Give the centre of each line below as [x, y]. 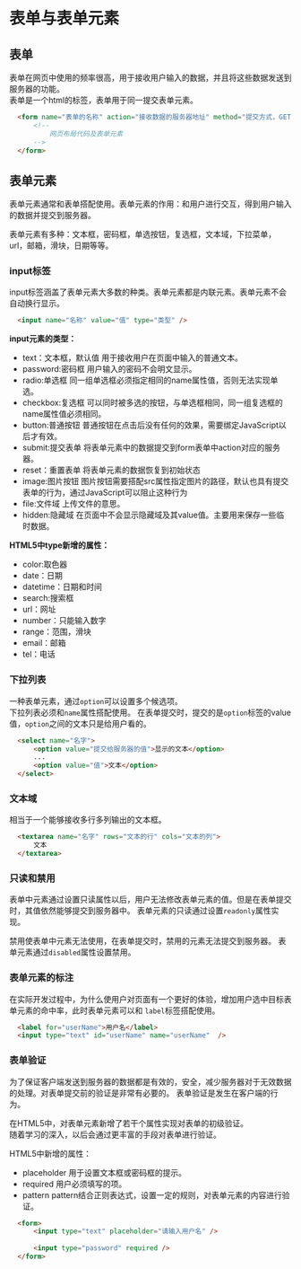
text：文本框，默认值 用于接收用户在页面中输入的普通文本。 [133, 358]
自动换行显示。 [37, 304]
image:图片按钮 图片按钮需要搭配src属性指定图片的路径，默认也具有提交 [155, 481]
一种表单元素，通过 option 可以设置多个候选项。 [96, 701]
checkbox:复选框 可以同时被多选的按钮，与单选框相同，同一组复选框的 [153, 403]
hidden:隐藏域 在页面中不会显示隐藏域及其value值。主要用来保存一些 [149, 515]
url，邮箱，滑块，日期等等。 [61, 246]
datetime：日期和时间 [62, 587]
